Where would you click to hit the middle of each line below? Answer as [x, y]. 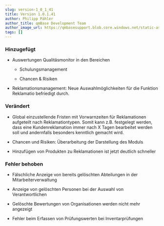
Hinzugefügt [20, 49]
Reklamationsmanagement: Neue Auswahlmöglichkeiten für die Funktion [85, 88]
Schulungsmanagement [43, 69]
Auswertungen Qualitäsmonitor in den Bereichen [61, 60]
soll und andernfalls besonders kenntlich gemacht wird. [68, 132]
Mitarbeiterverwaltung [34, 180]
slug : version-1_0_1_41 [29, 10]
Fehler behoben [24, 164]
